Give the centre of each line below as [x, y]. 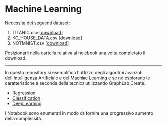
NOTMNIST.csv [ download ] [41, 43]
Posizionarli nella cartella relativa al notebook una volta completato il [75, 53]
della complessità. [24, 118]
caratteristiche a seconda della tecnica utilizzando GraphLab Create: [75, 83]
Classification [26, 98]
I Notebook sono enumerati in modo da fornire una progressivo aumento [79, 113]
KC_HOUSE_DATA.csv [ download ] [47, 38]
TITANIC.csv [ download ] [38, 32]
